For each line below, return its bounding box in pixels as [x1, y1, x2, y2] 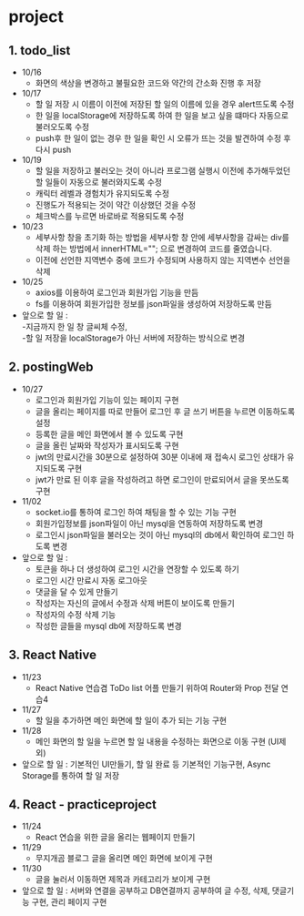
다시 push [35, 144, 72, 155]
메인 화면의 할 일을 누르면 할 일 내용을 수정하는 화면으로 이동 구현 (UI [35, 736, 279, 747]
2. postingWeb [8, 360, 94, 375]
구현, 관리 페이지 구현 [31, 897, 107, 908]
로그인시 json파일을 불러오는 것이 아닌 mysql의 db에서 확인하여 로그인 [35, 529, 285, 540]
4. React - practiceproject [8, 797, 157, 812]
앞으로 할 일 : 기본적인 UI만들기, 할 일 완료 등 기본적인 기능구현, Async [21, 758, 271, 769]
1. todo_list [8, 43, 71, 58]
